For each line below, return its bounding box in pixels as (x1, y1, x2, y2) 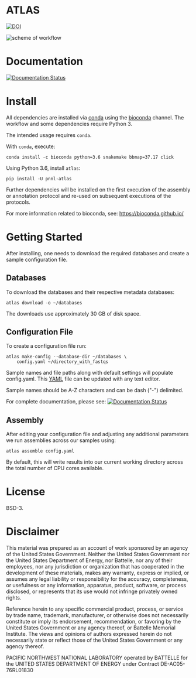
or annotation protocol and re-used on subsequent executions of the (6, 192, 171, 199)
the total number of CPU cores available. (6, 465, 104, 472)
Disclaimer (6, 525, 60, 539)
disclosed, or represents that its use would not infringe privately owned (6, 588, 178, 595)
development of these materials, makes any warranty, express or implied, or (6, 569, 189, 577)
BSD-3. (6, 505, 23, 512)
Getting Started (6, 231, 83, 244)
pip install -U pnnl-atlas (6, 176, 72, 182)
